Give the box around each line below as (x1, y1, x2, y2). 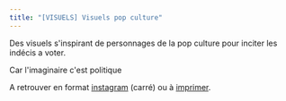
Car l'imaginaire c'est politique (9, 64, 122, 75)
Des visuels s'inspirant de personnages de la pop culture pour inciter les (9, 38, 278, 48)
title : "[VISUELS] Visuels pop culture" (9, 13, 164, 22)
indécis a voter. (9, 46, 66, 58)
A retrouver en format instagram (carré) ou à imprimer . (9, 81, 211, 92)
